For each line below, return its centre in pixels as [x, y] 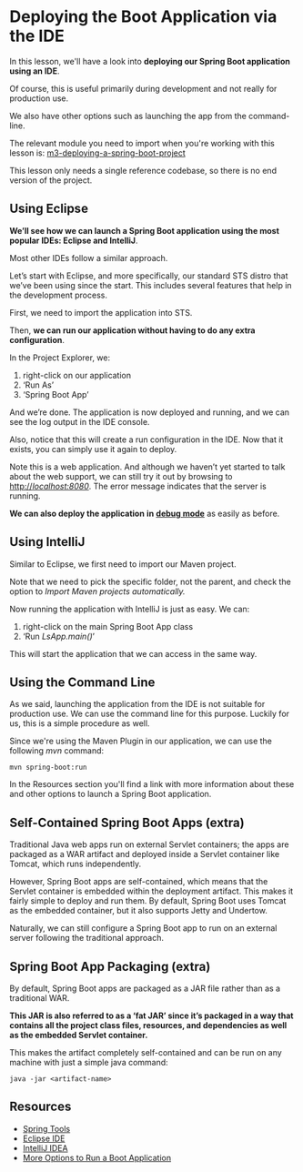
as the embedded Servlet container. [79, 1035]
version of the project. [51, 180]
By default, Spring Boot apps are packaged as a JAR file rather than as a [145, 988]
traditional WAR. [40, 998]
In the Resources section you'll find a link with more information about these [152, 784]
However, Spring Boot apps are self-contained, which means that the [139, 882]
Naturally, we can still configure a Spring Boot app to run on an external [143, 928]
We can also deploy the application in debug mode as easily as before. [145, 513]
